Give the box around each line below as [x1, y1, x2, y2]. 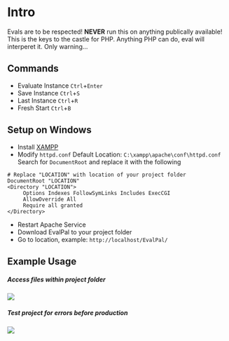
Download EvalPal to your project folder [17, 227, 132, 236]
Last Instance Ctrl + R [17, 96, 78, 105]
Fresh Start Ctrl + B [17, 103, 71, 112]
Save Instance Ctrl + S [17, 88, 81, 97]
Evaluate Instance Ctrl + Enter [17, 81, 103, 90]
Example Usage [7, 255, 77, 267]
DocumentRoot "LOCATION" [7, 177, 80, 185]
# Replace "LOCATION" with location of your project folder [7, 171, 187, 178]
